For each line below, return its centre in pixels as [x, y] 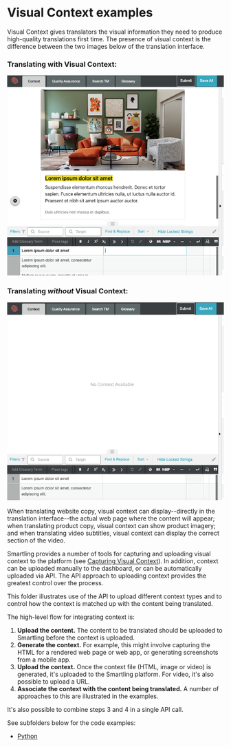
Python [27, 736]
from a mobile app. [44, 660]
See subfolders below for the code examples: [71, 723]
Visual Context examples [80, 13]
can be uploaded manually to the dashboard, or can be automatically [104, 568]
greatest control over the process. [55, 582]
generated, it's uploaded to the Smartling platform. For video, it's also [115, 674]
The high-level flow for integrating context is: [71, 617]
